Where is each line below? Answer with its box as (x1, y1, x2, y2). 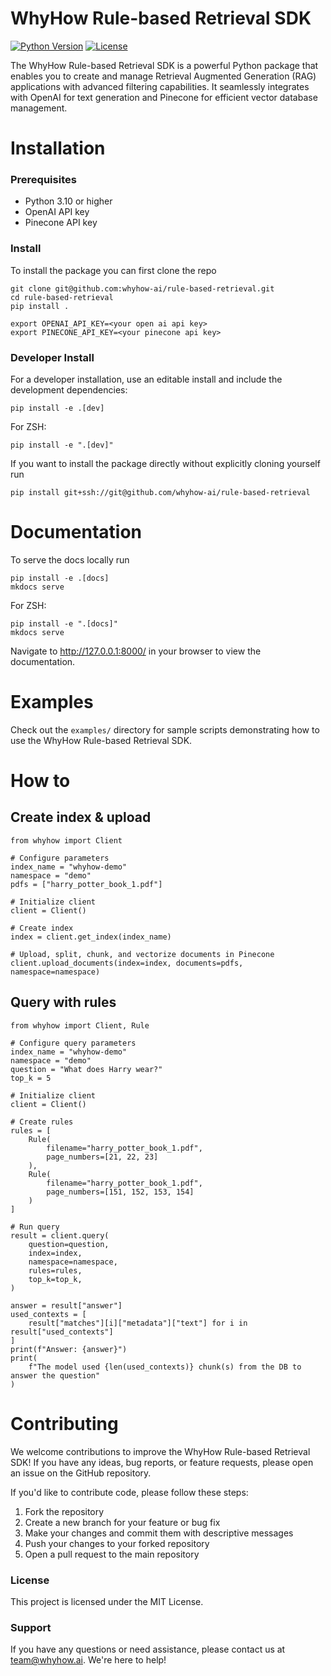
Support (10, 1620, 52, 1634)
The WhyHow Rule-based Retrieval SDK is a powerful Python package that (10, 59, 319, 71)
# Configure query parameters (10, 1038, 137, 1048)
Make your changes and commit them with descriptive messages (24, 1527, 294, 1539)
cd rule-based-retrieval (10, 292, 114, 302)
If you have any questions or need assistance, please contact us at (10, 1643, 286, 1656)
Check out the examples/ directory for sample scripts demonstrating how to (10, 723, 320, 736)
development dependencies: (10, 384, 128, 396)
